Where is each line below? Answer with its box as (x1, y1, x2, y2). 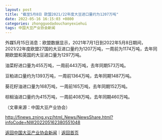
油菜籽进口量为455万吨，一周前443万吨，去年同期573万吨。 (5, 63, 129, 69)
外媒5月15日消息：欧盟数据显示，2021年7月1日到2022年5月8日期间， (5, 40, 146, 46)
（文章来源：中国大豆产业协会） (5, 105, 70, 110)
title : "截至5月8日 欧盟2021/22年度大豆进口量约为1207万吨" (5, 12, 119, 17)
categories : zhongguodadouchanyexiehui (5, 21, 87, 26)
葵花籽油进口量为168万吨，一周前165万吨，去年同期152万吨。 (5, 83, 130, 89)
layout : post (5, 7, 32, 12)
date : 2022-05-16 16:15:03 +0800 (5, 16, 74, 21)
